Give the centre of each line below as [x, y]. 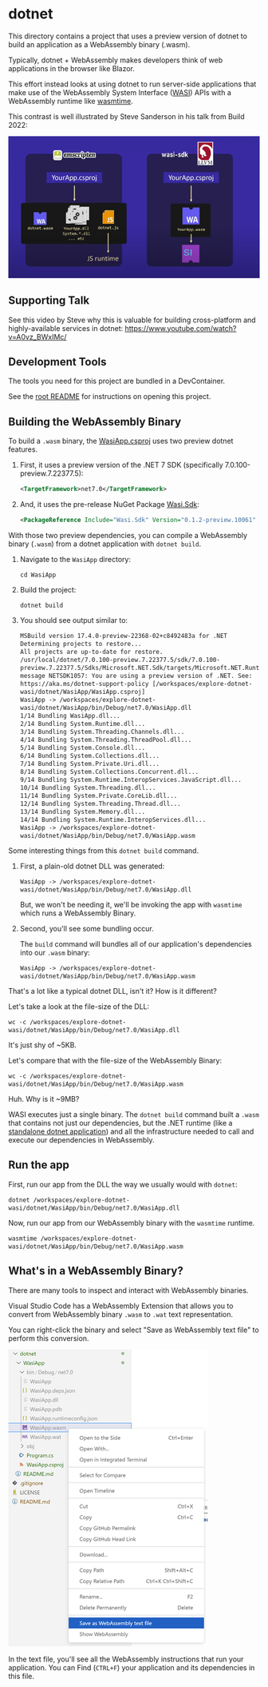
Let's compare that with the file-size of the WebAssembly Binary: [115, 1060]
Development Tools [57, 362]
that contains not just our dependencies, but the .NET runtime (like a [120, 1123]
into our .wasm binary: [55, 952]
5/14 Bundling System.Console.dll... [83, 748]
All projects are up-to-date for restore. [91, 652]
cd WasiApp [38, 575]
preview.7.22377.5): [51, 473]
